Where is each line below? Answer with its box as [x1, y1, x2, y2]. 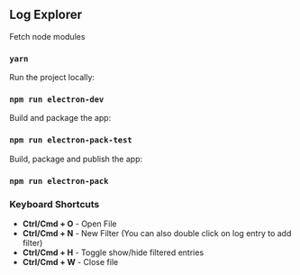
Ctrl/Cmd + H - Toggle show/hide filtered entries [22, 247, 205, 258]
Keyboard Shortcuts [9, 197, 100, 210]
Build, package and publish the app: [9, 153, 143, 164]
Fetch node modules [9, 31, 86, 41]
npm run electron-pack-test [9, 135, 132, 145]
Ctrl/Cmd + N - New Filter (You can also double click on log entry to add [22, 227, 292, 238]
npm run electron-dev [9, 95, 105, 105]
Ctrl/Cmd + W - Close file [22, 256, 119, 267]
